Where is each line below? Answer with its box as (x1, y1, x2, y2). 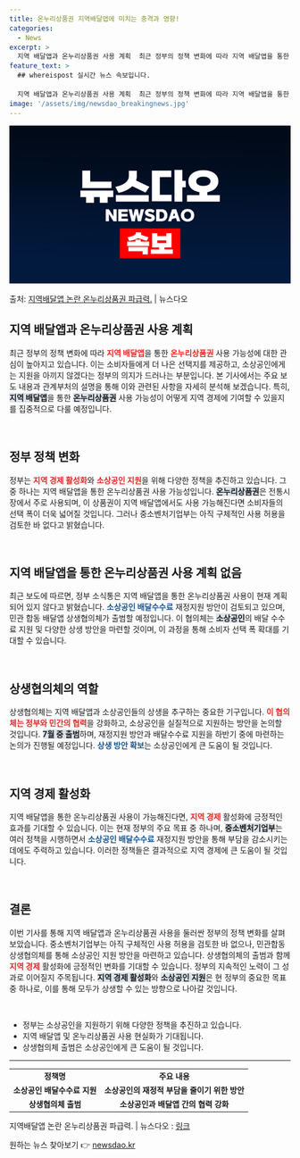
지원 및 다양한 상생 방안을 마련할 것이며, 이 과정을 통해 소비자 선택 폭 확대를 (18, 624, 280, 635)
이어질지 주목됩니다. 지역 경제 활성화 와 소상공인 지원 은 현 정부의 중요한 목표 (25, 971, 287, 982)
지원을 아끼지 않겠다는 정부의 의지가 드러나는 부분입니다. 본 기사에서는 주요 (18, 370, 279, 380)
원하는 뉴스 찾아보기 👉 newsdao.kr (9, 1139, 136, 1150)
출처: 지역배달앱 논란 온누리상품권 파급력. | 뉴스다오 (9, 294, 188, 304)
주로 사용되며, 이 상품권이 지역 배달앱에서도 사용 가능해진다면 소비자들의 (32, 496, 284, 508)
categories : (9, 23, 54, 33)
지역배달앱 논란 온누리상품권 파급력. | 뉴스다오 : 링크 (9, 1121, 190, 1131)
